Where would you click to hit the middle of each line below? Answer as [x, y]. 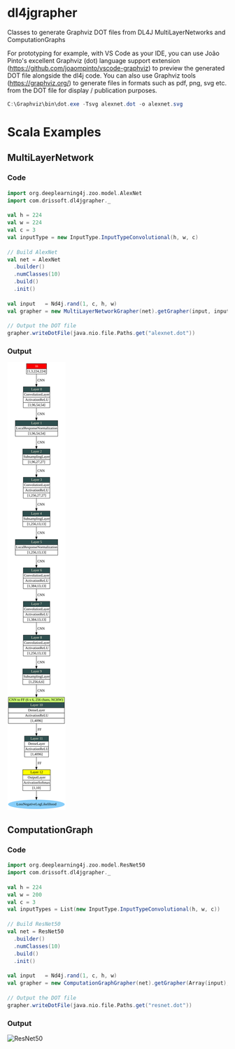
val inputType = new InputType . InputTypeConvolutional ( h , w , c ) [103, 237]
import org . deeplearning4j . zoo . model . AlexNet [74, 193]
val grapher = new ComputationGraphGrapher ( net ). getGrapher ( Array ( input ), [119, 983]
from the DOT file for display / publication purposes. [82, 90]
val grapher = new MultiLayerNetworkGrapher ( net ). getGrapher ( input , [109, 311]
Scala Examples [54, 132]
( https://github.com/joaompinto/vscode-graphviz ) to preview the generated [116, 68]
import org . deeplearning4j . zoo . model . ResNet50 [76, 865]
